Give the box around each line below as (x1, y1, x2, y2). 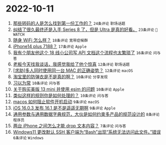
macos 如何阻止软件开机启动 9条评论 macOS (13, 98, 100, 104)
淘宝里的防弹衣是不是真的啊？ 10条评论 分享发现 (13, 73, 108, 79)
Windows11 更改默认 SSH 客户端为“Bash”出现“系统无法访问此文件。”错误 (13, 128, 161, 135)
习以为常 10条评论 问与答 (13, 79, 61, 85)
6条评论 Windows (13, 135, 44, 140)
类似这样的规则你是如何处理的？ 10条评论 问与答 (13, 92, 109, 98)
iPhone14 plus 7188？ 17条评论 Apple (13, 43, 87, 49)
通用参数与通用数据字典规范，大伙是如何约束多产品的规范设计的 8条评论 (13, 111, 160, 117)
